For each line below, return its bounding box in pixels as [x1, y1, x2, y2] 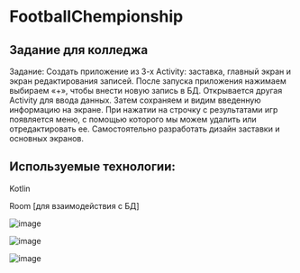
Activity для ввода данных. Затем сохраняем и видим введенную [9, 95, 261, 105]
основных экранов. [9, 133, 84, 143]
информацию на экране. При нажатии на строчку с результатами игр [9, 105, 278, 114]
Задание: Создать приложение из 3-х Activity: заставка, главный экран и [9, 66, 291, 77]
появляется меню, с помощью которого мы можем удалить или [9, 114, 257, 124]
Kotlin [9, 183, 31, 194]
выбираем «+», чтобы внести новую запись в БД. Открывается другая [9, 86, 283, 96]
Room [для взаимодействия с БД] [9, 200, 140, 211]
